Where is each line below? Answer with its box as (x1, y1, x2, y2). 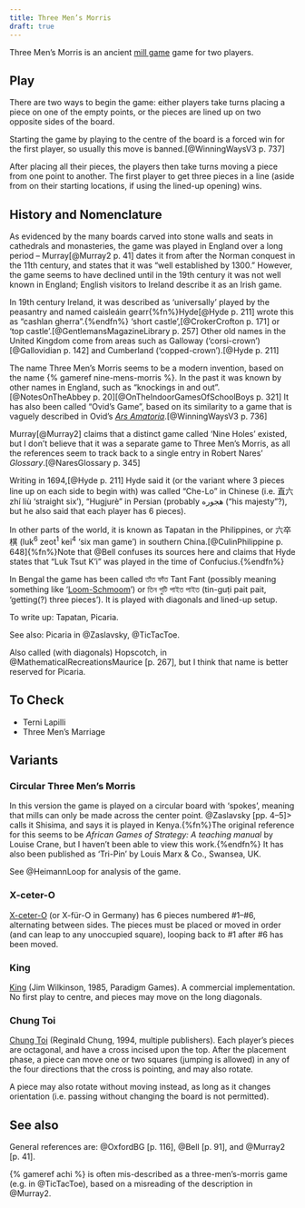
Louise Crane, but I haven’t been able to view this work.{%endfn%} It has (9, 839, 284, 850)
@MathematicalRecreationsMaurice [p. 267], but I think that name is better (9, 656, 289, 668)
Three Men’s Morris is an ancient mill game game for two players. (9, 46, 254, 57)
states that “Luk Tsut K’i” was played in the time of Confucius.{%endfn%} (9, 556, 285, 567)
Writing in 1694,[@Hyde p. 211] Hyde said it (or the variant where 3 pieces (9, 475, 285, 486)
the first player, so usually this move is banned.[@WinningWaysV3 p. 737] (9, 144, 286, 154)
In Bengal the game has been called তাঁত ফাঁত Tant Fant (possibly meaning (9, 573, 277, 584)
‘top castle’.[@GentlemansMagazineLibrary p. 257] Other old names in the (9, 326, 286, 337)
